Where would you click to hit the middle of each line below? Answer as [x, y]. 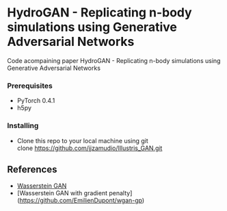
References [32, 169]
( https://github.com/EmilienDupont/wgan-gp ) [81, 201]
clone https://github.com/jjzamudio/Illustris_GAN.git [90, 148]
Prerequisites [30, 86]
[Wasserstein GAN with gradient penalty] [75, 193]
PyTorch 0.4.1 [36, 101]
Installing [23, 126]
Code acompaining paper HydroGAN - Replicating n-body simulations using [114, 60]
